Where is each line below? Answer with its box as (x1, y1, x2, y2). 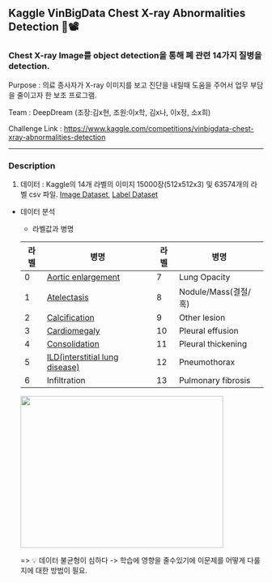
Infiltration (46, 374, 86, 385)
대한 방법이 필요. (35, 565, 87, 575)
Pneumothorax (179, 356, 236, 368)
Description (8, 160, 56, 171)
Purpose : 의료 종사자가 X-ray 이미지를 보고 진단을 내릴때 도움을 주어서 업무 (8, 80, 249, 90)
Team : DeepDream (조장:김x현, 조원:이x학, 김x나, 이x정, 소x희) (8, 107, 211, 117)
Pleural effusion (179, 325, 239, 336)
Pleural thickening (179, 338, 248, 349)
